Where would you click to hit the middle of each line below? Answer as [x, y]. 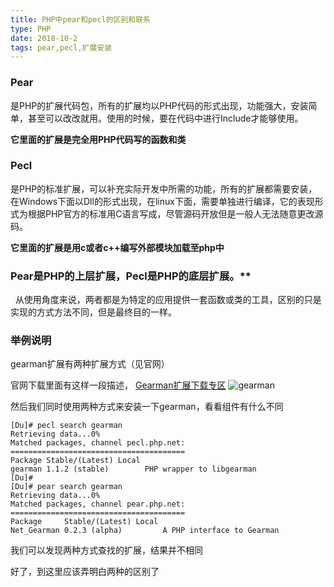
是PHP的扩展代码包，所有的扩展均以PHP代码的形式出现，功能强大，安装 [159, 105]
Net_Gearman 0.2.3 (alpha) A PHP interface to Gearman [145, 531]
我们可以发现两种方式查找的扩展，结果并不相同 [106, 550]
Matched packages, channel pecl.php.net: [98, 443]
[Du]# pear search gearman [66, 487]
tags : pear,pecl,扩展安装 [61, 47]
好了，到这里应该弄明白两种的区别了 [85, 572]
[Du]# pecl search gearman [66, 426]
